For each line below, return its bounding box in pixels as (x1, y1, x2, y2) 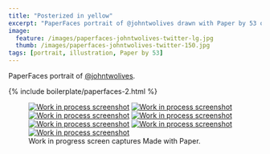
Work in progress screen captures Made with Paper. (28, 136, 201, 145)
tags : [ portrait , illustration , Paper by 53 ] (8, 49, 163, 57)
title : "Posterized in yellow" (8, 11, 113, 20)
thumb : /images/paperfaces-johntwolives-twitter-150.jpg (15, 42, 211, 50)
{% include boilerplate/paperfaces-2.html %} (8, 87, 158, 96)
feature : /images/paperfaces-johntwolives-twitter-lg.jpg (15, 34, 215, 43)
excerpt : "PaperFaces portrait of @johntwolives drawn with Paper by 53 (8, 19, 257, 27)
